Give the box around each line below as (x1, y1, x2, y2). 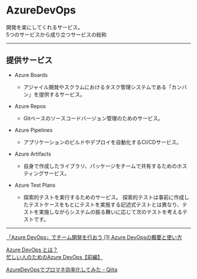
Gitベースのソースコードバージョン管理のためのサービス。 (23, 115, 164, 122)
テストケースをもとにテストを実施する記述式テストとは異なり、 (28, 201, 183, 208)
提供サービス (6, 55, 53, 65)
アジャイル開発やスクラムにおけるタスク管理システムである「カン (23, 83, 182, 90)
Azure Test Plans (14, 181, 56, 189)
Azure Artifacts (14, 150, 52, 157)
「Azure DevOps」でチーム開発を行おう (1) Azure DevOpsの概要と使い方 (6, 233, 183, 241)
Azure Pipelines (14, 126, 53, 133)
